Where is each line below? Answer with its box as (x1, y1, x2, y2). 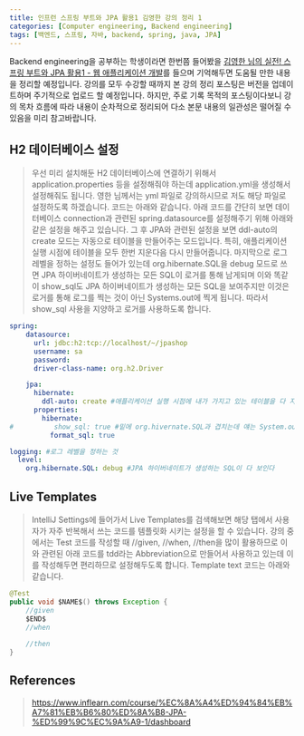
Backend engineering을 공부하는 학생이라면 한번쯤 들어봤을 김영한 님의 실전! (9, 56, 282, 67)
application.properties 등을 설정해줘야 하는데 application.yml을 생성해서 (31, 179, 291, 190)
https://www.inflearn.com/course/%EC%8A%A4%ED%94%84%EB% (31, 697, 293, 708)
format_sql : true (49, 431, 116, 440)
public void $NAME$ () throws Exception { (9, 597, 168, 606)
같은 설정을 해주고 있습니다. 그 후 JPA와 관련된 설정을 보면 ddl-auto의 (31, 224, 278, 236)
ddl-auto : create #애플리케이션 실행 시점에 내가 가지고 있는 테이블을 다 (42, 397, 286, 406)
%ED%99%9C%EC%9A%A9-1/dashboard (31, 716, 192, 727)
